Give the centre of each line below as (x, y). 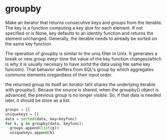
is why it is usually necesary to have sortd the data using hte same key (78, 64)
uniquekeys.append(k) (32, 133)
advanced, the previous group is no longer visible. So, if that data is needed (83, 95)
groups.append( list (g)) (34, 128)
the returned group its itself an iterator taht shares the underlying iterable (80, 84)
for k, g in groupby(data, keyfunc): (44, 123)
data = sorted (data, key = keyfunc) (41, 119)
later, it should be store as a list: (38, 100)
